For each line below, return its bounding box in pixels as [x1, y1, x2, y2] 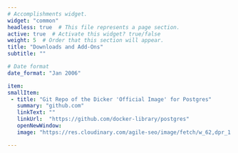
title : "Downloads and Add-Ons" [7, 43, 103, 51]
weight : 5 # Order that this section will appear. [7, 37, 164, 44]
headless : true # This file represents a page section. [7, 23, 180, 31]
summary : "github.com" [16, 102, 84, 110]
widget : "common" [7, 17, 59, 24]
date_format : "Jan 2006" [7, 69, 81, 77]
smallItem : [7, 89, 40, 96]
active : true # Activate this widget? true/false [7, 30, 161, 38]
